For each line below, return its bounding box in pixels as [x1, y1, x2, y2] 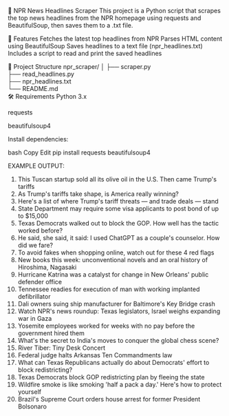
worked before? [17, 226, 63, 235]
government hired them [17, 329, 85, 337]
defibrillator [17, 293, 51, 300]
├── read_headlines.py [8, 70, 75, 78]
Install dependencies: [8, 135, 69, 143]
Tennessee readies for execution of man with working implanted [17, 285, 200, 293]
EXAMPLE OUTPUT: [8, 162, 65, 170]
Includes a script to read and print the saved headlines [8, 49, 162, 57]
